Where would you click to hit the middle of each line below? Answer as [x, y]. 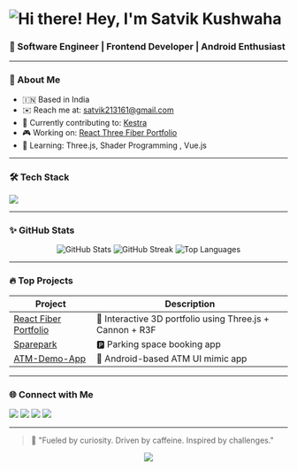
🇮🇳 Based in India [56, 99]
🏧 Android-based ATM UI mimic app [171, 359]
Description [190, 304]
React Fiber [38, 319]
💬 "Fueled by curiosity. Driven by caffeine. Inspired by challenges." [152, 440]
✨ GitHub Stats [42, 230]
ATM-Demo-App [50, 359]
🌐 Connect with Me [52, 394]
